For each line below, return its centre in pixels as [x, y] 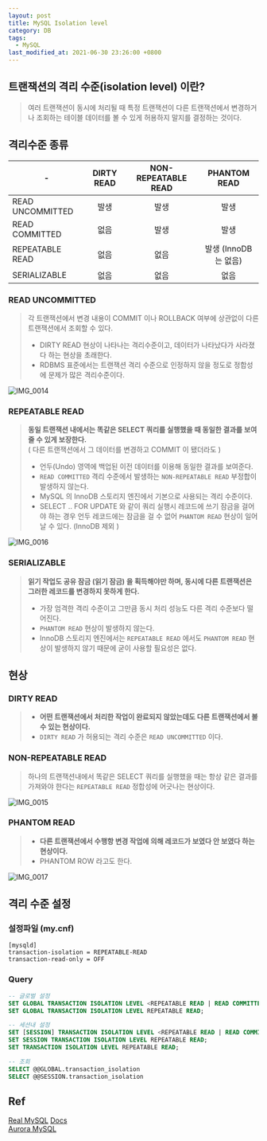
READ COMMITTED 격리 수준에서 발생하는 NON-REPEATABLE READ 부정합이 [148, 477]
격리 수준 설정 [40, 904]
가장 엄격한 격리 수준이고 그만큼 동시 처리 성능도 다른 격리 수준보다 [142, 608]
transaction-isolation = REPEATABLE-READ [78, 952]
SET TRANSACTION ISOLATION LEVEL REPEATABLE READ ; [94, 1048]
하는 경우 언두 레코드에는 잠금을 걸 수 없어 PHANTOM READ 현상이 [146, 516]
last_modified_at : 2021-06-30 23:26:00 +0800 [85, 53]
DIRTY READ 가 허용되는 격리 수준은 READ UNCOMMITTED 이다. [131, 737]
